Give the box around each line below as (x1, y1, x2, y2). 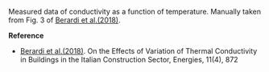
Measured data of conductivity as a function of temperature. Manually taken (8, 7, 262, 16)
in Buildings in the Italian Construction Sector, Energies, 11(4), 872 (19, 55, 239, 64)
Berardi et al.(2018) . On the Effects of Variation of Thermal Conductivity (19, 46, 258, 55)
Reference (8, 31, 44, 40)
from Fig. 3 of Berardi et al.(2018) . (8, 15, 121, 25)
